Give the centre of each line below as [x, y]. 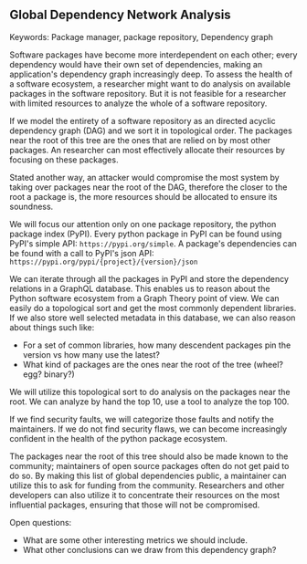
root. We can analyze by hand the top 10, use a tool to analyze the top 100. [149, 402]
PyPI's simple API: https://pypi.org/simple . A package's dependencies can [153, 243]
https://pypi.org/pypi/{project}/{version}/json [104, 262]
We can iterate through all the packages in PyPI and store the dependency [149, 278]
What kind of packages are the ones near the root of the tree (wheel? [153, 364]
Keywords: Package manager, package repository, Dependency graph [142, 37]
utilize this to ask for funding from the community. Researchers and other [147, 485]
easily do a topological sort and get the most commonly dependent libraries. [153, 308]
